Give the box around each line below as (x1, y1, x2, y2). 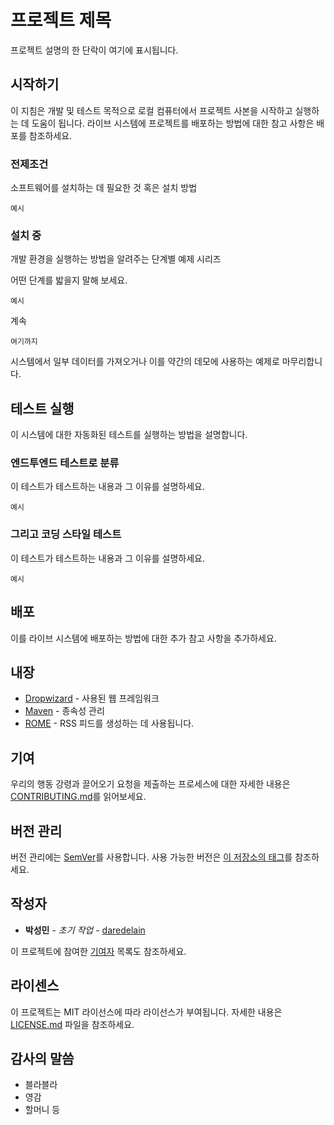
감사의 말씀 (10, 1051, 75, 1068)
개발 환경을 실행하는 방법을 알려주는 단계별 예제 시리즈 (10, 253, 222, 265)
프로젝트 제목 (10, 9, 112, 32)
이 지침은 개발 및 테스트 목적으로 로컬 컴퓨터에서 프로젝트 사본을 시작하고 (10, 104, 293, 116)
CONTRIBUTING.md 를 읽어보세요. (10, 791, 147, 803)
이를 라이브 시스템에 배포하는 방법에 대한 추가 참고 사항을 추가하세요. (10, 632, 277, 644)
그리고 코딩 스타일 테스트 (10, 527, 122, 541)
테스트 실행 (10, 400, 75, 417)
